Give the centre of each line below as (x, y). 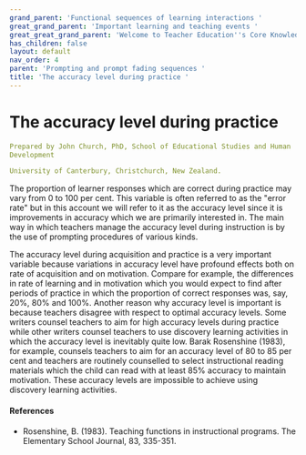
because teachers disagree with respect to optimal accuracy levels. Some (148, 313)
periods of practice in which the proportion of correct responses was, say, (149, 293)
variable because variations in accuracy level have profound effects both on (152, 264)
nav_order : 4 (34, 60)
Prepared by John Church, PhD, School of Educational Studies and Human (150, 147)
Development (32, 155)
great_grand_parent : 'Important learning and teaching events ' (134, 26)
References (32, 410)
